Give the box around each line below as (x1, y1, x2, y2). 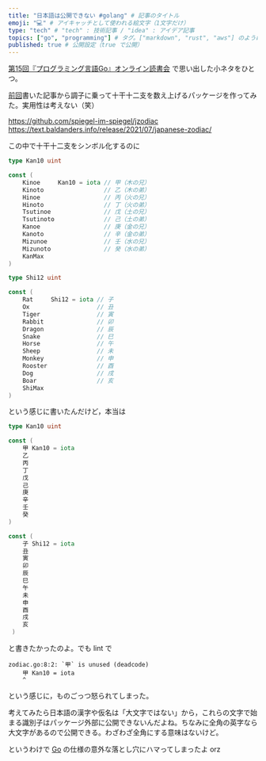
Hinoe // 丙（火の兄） (22, 193, 150, 201)
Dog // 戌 (22, 369, 114, 377)
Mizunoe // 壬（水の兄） (22, 237, 150, 246)
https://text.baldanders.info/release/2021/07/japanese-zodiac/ (8, 124, 212, 135)
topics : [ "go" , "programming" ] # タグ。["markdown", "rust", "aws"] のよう (8, 33, 256, 42)
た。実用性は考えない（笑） (8, 101, 99, 110)
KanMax (22, 252, 44, 260)
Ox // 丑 (22, 303, 114, 311)
